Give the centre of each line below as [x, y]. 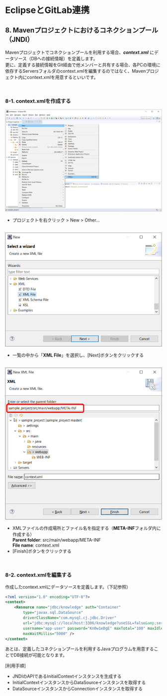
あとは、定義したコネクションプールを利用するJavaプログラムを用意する [80, 649]
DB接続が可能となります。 [41, 655]
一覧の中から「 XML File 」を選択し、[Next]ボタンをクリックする [78, 355]
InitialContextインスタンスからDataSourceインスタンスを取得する [79, 683]
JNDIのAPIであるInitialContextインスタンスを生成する [67, 676]
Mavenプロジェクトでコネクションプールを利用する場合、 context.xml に [80, 52]
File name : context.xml [36, 545]
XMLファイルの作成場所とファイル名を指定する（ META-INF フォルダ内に [86, 528]
